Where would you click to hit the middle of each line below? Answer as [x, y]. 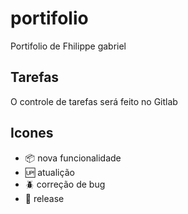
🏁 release [44, 198]
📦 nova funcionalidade [73, 158]
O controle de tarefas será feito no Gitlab [94, 101]
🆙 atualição [49, 172]
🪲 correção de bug [65, 184]
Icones [32, 133]
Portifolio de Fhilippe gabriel [68, 46]
